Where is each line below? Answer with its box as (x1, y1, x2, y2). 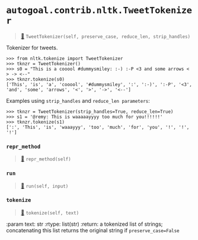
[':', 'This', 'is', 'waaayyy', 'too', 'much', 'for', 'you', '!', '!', (6, 124, 190, 130)
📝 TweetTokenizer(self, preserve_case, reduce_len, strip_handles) (20, 32, 191, 40)
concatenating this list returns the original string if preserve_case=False (6, 226, 180, 233)
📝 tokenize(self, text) (20, 209, 79, 216)
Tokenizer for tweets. (6, 44, 58, 51)
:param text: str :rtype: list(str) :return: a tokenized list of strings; (6, 220, 163, 228)
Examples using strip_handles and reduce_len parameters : (6, 97, 150, 104)
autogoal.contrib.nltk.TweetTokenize (6, 5, 193, 16)
